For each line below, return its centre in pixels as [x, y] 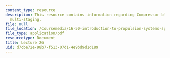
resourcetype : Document [30, 38]
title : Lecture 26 [25, 43]
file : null [17, 24]
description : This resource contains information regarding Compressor [82, 15]
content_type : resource [30, 10]
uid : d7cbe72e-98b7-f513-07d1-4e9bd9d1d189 [52, 47]
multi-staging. [26, 19]
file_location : [21, 29]
